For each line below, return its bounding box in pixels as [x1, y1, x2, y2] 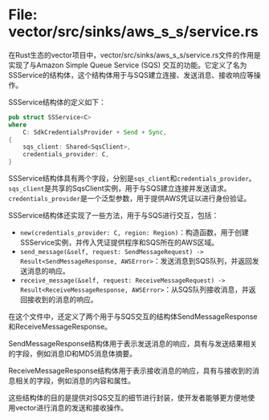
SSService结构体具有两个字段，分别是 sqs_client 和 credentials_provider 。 [8, 174, 256, 184]
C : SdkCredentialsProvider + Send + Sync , [22, 128, 167, 136]
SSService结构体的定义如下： [8, 97, 107, 107]
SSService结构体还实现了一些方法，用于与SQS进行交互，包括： [8, 211, 219, 220]
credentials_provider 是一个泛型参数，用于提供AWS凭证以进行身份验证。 [8, 194, 251, 204]
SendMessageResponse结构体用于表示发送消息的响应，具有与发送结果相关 [8, 339, 258, 349]
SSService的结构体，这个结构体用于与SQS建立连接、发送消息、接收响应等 [8, 70, 255, 79]
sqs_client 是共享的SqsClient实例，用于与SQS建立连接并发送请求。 [8, 184, 231, 193]
